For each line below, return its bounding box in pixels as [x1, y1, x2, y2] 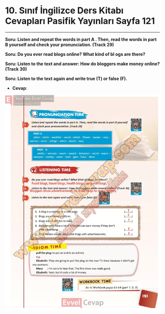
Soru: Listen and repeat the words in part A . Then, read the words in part [5, 36, 157, 42]
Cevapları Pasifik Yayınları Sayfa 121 [5, 15, 155, 27]
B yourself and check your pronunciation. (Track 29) [5, 41, 114, 47]
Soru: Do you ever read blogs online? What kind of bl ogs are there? [5, 51, 146, 57]
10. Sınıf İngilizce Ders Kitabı [5, 5, 124, 16]
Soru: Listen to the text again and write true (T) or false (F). [5, 76, 128, 81]
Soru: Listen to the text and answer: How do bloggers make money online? [5, 61, 160, 67]
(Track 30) [5, 66, 27, 72]
